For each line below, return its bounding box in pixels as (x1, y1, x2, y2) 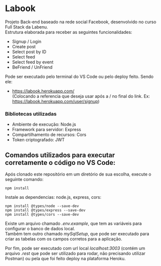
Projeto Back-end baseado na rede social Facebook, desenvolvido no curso (5, 19, 157, 25)
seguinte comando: (5, 177, 44, 182)
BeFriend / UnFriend (12, 64, 53, 70)
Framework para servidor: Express (12, 127, 81, 133)
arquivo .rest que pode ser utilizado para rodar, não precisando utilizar (5, 251, 145, 256)
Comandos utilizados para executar (5, 151, 115, 159)
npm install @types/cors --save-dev (5, 212, 79, 217)
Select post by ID (12, 49, 47, 55)
